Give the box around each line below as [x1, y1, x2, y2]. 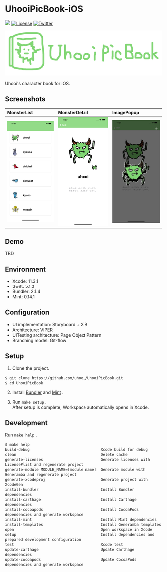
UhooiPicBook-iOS [5, 3, 83, 15]
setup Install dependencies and [5, 532, 155, 537]
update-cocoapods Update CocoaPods [5, 557, 137, 562]
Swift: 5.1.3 [12, 283, 35, 289]
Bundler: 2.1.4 [12, 288, 41, 294]
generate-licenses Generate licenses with [5, 457, 150, 462]
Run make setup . [12, 399, 47, 405]
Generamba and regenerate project [5, 472, 77, 477]
